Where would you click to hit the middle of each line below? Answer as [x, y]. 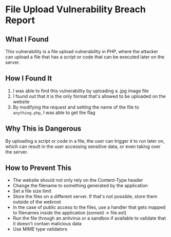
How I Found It [29, 79]
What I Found [27, 39]
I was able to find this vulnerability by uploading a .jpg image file [81, 91]
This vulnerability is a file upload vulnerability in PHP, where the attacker [82, 51]
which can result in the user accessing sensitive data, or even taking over [83, 146]
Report [20, 20]
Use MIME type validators [40, 229]
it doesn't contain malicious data [47, 224]
